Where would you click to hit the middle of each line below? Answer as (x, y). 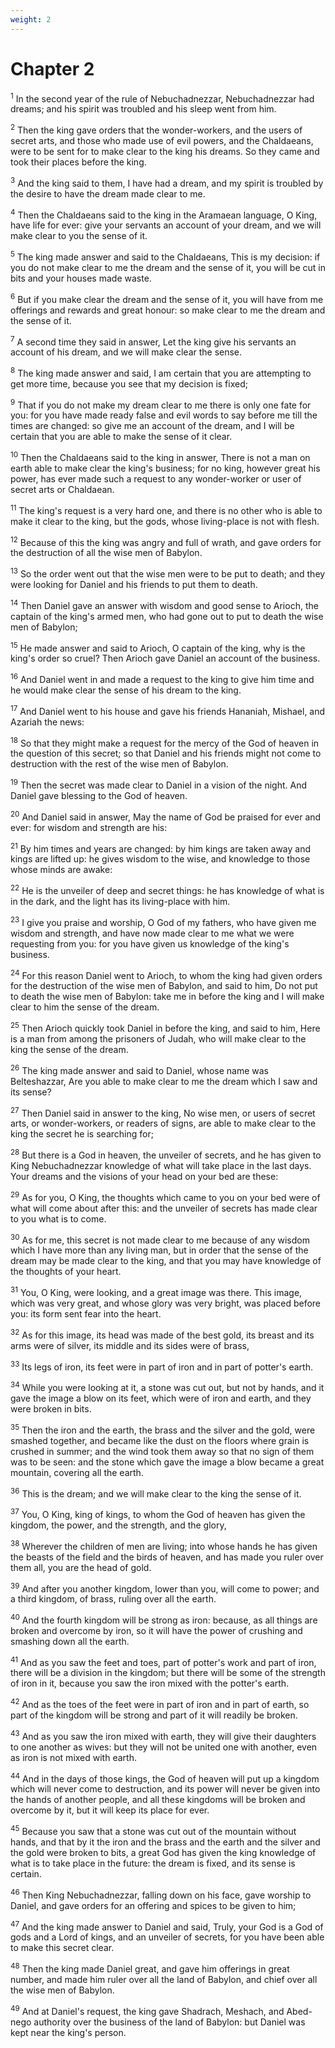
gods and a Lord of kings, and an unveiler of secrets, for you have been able (167, 1937)
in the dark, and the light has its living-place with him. (120, 901)
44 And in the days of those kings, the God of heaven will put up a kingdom (165, 1778)
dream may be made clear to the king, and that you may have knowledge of (166, 1261)
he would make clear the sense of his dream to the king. (126, 690)
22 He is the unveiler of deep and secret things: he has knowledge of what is (167, 889)
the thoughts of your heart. (66, 1272)
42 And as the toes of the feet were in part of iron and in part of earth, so (160, 1704)
